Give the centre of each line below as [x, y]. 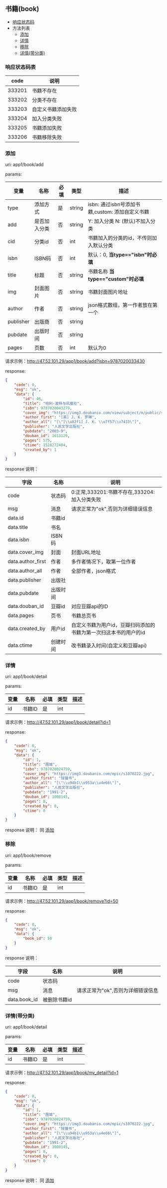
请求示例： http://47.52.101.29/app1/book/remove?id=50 [62, 901]
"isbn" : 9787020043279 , [47, 408]
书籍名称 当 [101, 271]
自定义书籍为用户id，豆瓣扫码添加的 [113, 625]
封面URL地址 [86, 552]
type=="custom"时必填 [116, 279]
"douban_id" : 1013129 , [46, 436]
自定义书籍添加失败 [54, 109]
